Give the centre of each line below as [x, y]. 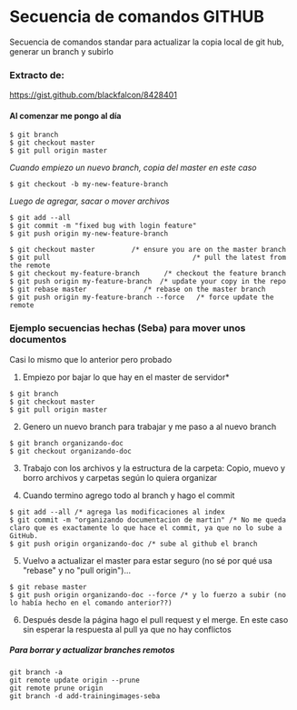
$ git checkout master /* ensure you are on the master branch [148, 250]
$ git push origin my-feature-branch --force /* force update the [142, 297]
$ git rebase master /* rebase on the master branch [138, 290]
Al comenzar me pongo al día [65, 115]
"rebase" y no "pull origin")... [77, 570]
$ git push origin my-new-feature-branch [89, 234]
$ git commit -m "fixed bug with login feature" [103, 226]
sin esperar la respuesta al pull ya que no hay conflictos [127, 629]
